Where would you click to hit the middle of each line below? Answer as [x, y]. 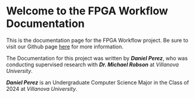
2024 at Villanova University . [42, 88]
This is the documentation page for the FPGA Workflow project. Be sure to [97, 40]
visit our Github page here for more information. [65, 47]
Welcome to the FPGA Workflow [87, 11]
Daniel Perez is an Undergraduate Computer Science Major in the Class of [97, 82]
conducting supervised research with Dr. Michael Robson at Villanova [92, 65]
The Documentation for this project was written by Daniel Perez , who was [97, 58]
